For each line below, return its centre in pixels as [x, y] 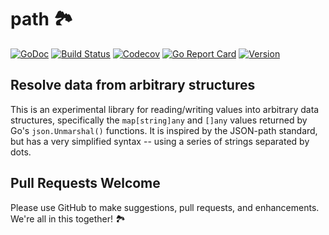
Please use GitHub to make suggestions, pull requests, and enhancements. [165, 207]
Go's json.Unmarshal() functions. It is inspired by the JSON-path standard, [164, 130]
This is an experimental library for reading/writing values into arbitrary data [165, 109]
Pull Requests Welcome [85, 183]
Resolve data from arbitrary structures [133, 85]
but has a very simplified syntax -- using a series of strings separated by [160, 141]
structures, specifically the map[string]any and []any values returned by [159, 120]
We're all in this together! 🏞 [68, 218]
